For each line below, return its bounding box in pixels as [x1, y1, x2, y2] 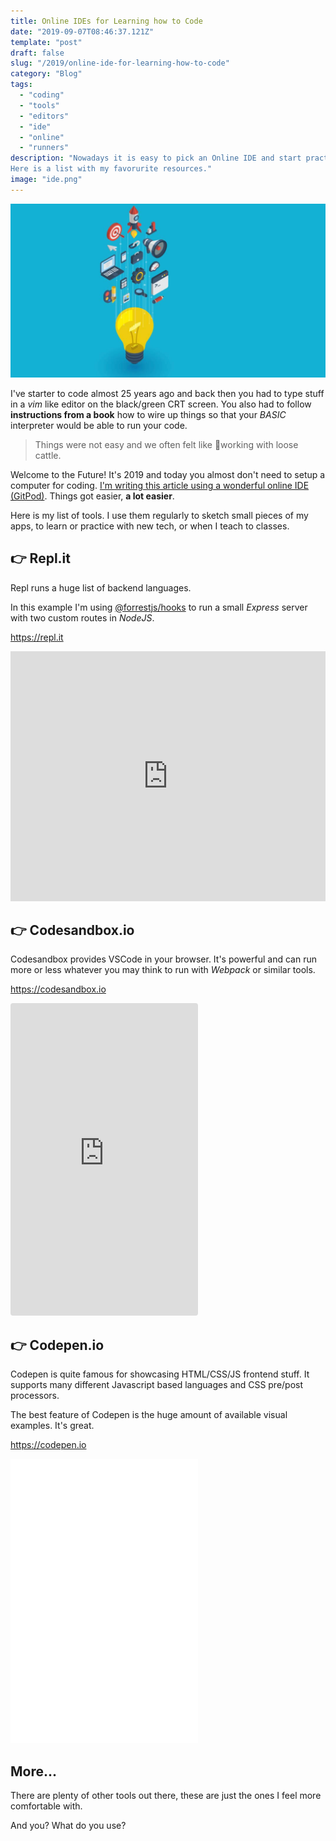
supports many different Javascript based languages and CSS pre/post [10, 1379, 304, 1391]
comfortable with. [10, 1800, 83, 1812]
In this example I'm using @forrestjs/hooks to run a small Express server [10, 601, 308, 613]
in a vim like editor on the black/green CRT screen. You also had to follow [10, 398, 312, 410]
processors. [10, 1390, 60, 1402]
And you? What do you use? [10, 1820, 127, 1832]
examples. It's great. [10, 1420, 95, 1432]
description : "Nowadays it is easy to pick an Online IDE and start [10, 153, 302, 164]
